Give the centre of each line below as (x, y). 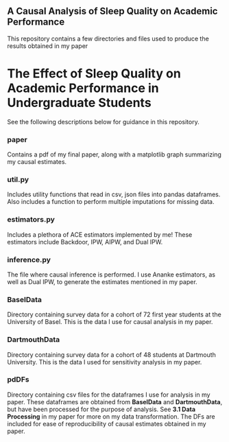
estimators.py (31, 220)
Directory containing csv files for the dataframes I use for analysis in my (109, 395)
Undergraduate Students (80, 103)
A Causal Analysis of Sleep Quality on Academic (112, 11)
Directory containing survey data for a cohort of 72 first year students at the (114, 314)
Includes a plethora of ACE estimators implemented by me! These (100, 234)
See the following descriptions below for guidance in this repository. (104, 121)
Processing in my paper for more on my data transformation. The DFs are (111, 416)
